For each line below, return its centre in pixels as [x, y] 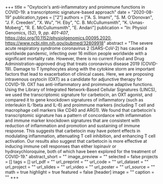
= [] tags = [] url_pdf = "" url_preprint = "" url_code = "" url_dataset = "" [77, 162]
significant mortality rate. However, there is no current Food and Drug [75, 59]
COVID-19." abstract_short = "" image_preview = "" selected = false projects [81, 157]
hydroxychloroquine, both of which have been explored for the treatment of [81, 151]
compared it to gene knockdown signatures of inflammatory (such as [74, 100]
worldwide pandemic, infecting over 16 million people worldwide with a [76, 53]
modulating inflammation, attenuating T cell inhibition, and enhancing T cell [80, 136]
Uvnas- [137, 22]
